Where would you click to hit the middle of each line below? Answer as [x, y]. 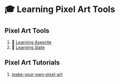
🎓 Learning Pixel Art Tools [60, 9]
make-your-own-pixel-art [37, 74]
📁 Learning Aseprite [32, 42]
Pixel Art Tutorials [32, 63]
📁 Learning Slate [28, 47]
